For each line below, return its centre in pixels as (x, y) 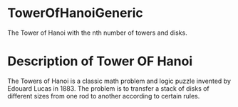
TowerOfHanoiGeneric (76, 13)
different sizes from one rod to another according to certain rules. (104, 96)
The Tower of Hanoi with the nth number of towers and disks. (97, 33)
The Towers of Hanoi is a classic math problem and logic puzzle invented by (119, 81)
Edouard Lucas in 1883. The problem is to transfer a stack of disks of (109, 88)
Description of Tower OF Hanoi (100, 61)
